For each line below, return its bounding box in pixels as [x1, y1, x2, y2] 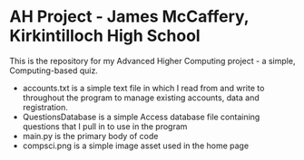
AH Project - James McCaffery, [9, 6, 250, 27]
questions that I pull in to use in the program [22, 120, 188, 132]
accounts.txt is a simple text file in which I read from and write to [22, 82, 265, 93]
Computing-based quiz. [9, 65, 98, 76]
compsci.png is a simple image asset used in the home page [22, 140, 250, 151]
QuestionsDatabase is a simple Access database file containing [22, 111, 260, 122]
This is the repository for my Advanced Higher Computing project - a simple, [9, 55, 296, 66]
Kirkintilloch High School [9, 25, 201, 46]
